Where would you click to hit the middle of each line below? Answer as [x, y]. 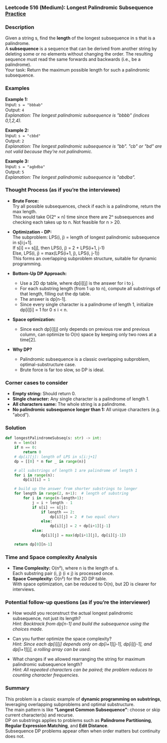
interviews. [24, 589]
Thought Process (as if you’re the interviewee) [63, 190]
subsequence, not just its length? [46, 618]
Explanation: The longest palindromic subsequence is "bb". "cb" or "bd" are [83, 146]
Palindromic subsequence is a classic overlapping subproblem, [85, 359]
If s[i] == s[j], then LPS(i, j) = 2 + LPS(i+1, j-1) [58, 248]
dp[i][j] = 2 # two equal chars [85, 517]
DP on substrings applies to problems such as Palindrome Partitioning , [79, 720]
